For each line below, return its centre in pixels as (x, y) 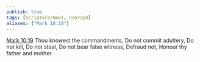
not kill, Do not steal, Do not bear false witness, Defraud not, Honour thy (97, 47)
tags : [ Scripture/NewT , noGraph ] (49, 18)
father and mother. (30, 53)
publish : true (24, 12)
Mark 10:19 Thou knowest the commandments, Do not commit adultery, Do (100, 41)
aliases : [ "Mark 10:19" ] (38, 23)
